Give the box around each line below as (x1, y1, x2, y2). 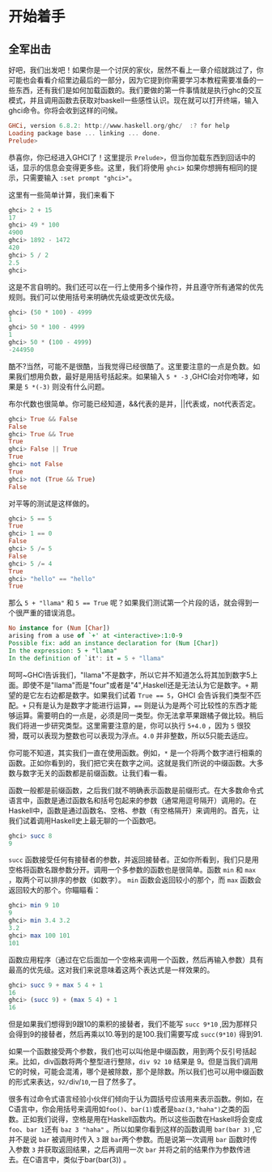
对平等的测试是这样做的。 (8, 499, 94, 508)
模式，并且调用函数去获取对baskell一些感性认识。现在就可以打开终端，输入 (8, 96, 259, 105)
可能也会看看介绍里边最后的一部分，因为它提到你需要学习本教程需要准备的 (8, 75, 257, 85)
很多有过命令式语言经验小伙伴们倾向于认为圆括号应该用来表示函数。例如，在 (8, 1094, 264, 1104)
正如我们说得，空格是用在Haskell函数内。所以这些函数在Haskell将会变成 (22, 1115, 263, 1124)
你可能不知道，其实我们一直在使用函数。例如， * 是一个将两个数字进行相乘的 (8, 748, 263, 758)
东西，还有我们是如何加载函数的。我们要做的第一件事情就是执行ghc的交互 (15, 86, 262, 95)
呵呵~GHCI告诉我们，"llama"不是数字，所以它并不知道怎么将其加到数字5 (8, 669, 251, 680)
